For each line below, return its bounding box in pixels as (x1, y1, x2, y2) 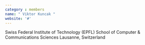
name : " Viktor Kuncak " (5, 12, 55, 16)
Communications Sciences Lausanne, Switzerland (5, 34, 106, 40)
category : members (5, 7, 45, 12)
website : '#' (5, 16, 32, 21)
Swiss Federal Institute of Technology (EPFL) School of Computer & (5, 30, 141, 35)
